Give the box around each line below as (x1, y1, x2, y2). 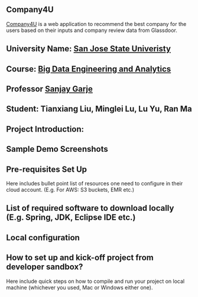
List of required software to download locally (6, 203, 174, 213)
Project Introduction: (6, 124, 85, 134)
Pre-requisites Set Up (6, 164, 87, 174)
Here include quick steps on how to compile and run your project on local (6, 278, 185, 285)
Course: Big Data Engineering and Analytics (6, 64, 171, 74)
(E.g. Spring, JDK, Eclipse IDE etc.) (6, 213, 136, 223)
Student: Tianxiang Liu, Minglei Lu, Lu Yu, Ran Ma (6, 104, 192, 114)
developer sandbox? (6, 262, 83, 272)
